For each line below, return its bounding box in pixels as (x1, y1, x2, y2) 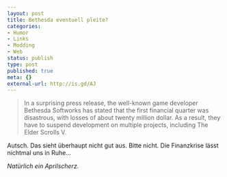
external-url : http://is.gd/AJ (7, 80, 96, 87)
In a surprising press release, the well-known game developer (23, 99, 198, 107)
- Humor (7, 29, 29, 36)
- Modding (7, 42, 36, 49)
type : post (7, 61, 38, 68)
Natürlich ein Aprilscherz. (7, 162, 79, 170)
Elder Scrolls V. (23, 128, 67, 137)
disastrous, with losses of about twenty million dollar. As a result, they (23, 114, 221, 122)
